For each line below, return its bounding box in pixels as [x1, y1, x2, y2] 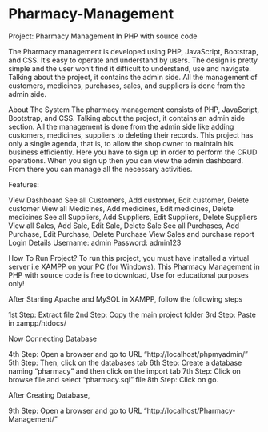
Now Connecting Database [8, 334, 98, 343]
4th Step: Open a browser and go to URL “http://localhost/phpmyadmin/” [8, 349, 249, 358]
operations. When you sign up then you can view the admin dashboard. [8, 155, 244, 165]
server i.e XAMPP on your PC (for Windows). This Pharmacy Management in [8, 262, 260, 271]
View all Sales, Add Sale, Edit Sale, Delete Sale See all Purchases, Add [8, 221, 240, 230]
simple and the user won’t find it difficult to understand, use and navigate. [8, 63, 252, 73]
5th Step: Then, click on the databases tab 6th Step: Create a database [8, 358, 242, 367]
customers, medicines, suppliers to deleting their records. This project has [8, 130, 254, 140]
